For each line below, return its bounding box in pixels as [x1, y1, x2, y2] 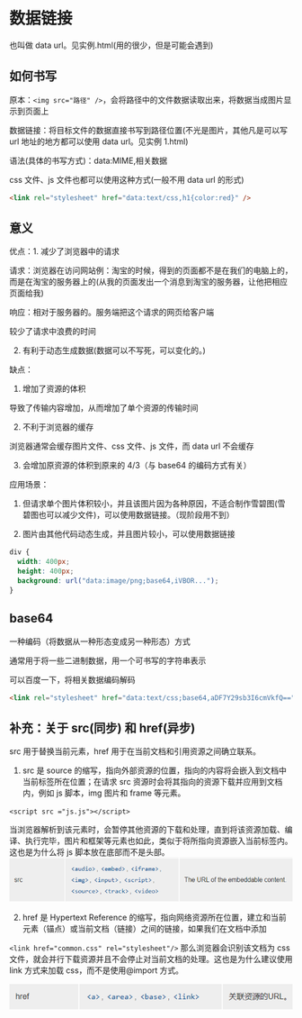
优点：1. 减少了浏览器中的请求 [9, 246, 120, 257]
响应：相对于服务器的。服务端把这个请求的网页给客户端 [9, 307, 214, 318]
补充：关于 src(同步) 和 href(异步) [9, 720, 196, 735]
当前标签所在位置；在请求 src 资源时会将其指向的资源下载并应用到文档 [22, 777, 283, 787]
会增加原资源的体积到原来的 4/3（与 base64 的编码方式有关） [22, 460, 252, 471]
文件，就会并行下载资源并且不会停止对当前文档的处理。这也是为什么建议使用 [9, 953, 293, 964]
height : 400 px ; [17, 567, 75, 577]
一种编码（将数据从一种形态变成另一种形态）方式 [9, 636, 191, 647]
